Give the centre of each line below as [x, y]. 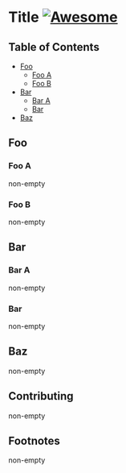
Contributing [41, 396]
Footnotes [34, 440]
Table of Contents [54, 47]
